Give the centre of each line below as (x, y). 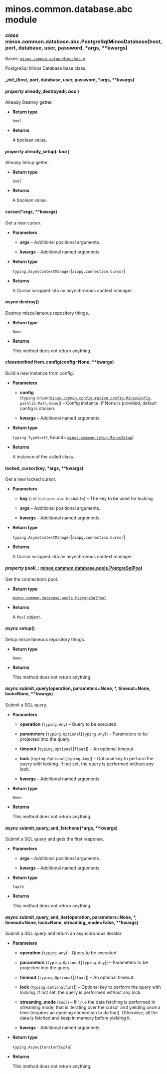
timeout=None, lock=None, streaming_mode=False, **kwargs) (72, 922)
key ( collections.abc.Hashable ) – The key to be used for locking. (87, 499)
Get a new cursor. (23, 222)
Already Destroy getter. (29, 102)
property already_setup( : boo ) (37, 151)
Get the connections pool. (32, 579)
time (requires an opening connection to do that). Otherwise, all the (89, 1013)
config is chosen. (38, 409)
